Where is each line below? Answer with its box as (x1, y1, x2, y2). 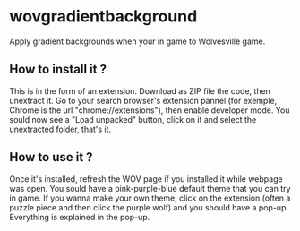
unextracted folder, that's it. (9, 124, 112, 134)
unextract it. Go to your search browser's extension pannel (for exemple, (9, 95, 278, 106)
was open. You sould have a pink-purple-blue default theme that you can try (9, 183, 291, 193)
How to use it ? (9, 150, 93, 165)
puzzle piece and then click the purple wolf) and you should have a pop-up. (9, 201, 289, 212)
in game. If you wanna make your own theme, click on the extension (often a (9, 192, 291, 203)
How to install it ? (9, 62, 107, 77)
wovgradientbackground (9, 6, 198, 27)
